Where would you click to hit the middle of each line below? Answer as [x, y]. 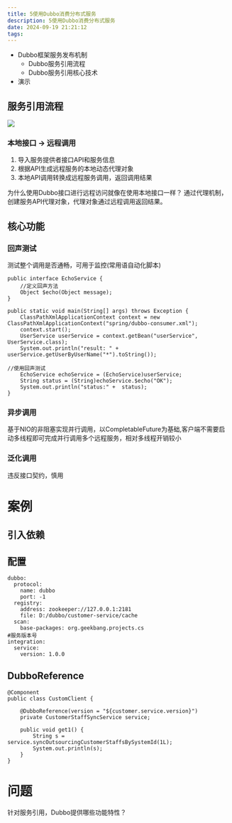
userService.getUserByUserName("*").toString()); [82, 355]
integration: [27, 642]
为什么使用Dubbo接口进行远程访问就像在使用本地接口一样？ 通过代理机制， [117, 193]
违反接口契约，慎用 [35, 475]
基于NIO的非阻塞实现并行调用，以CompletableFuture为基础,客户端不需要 [113, 429]
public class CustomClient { [50, 699]
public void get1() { [52, 730]
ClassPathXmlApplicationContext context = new [90, 317]
